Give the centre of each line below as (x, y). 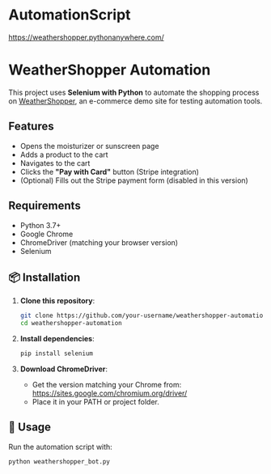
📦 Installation (44, 277)
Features (31, 127)
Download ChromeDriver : (64, 369)
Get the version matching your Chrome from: (107, 384)
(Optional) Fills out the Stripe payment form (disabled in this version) (134, 180)
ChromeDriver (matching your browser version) (99, 242)
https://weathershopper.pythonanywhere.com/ (86, 37)
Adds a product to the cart (64, 154)
